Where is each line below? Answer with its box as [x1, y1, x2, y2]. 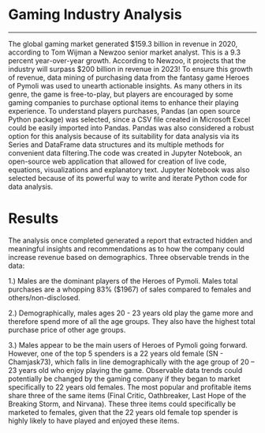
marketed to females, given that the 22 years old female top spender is [8, 407, 238, 416]
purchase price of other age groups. [8, 325, 126, 334]
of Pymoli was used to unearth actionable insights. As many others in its [8, 81, 242, 90]
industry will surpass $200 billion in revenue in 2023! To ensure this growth [8, 64, 253, 73]
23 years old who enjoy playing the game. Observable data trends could [8, 365, 243, 375]
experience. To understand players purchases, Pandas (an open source [8, 106, 241, 115]
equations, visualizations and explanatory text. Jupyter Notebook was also [8, 164, 250, 175]
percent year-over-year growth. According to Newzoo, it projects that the [8, 55, 246, 65]
